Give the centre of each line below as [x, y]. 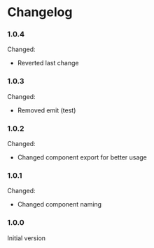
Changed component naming [59, 204]
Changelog [40, 12]
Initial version [27, 238]
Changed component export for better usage [82, 157]
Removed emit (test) [47, 110]
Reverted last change [48, 63]
